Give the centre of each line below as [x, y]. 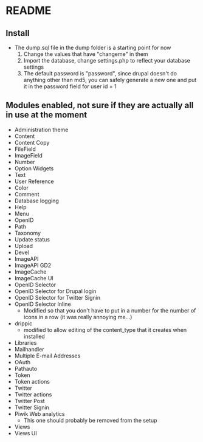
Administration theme [41, 129]
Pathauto [26, 368]
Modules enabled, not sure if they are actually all [100, 105]
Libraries [26, 343]
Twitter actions [33, 394]
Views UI [26, 433]
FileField [25, 149]
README [29, 11]
